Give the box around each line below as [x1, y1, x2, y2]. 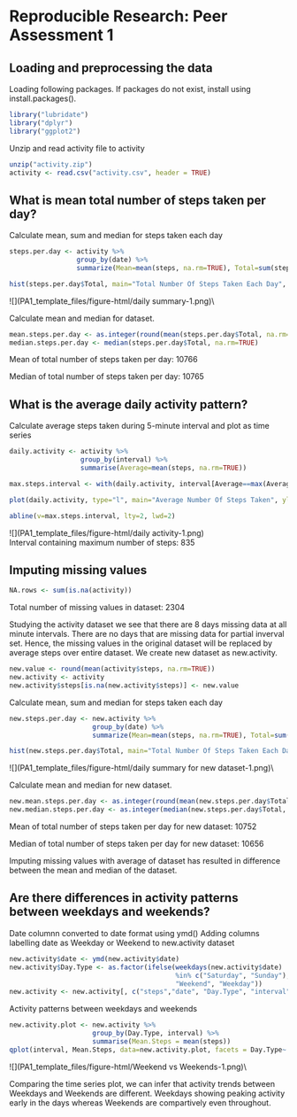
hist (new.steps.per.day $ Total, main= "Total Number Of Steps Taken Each [9, 747, 278, 756]
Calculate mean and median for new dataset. [9, 780, 172, 790]
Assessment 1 [9, 25, 114, 45]
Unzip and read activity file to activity [9, 143, 146, 153]
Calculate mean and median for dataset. [9, 313, 155, 323]
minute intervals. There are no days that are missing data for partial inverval [9, 629, 285, 640]
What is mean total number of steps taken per [9, 192, 267, 207]
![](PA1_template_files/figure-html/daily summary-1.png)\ [9, 295, 215, 306]
